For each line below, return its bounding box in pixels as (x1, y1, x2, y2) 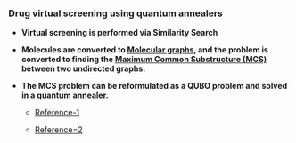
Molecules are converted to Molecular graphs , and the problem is (21, 44, 269, 55)
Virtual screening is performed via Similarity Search (21, 28, 218, 38)
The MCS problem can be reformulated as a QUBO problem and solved (21, 81, 288, 91)
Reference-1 (34, 107, 80, 118)
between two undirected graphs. (21, 63, 146, 74)
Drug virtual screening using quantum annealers (8, 7, 224, 20)
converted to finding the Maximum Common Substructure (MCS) (21, 54, 267, 65)
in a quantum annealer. (21, 90, 109, 100)
